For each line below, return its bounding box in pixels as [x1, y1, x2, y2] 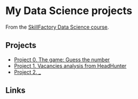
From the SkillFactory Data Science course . [5, 23, 109, 30]
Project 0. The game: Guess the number [13, 56, 110, 63]
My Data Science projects [5, 4, 132, 18]
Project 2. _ [13, 69, 41, 76]
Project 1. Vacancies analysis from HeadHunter [13, 62, 127, 69]
